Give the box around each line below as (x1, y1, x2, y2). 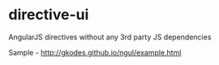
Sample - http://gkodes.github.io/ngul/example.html (8, 47, 182, 57)
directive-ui (8, 6, 89, 24)
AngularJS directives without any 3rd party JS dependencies (8, 32, 212, 42)
